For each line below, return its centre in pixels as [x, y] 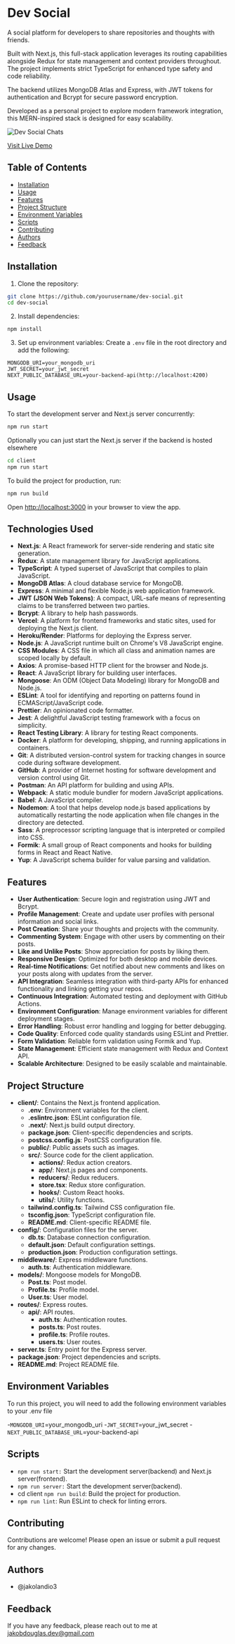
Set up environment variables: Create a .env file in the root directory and [122, 343]
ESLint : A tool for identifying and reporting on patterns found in [109, 695]
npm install [25, 329]
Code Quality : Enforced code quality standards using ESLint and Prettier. [123, 1034]
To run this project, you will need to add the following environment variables [117, 1403]
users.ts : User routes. [70, 1341]
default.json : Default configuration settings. [92, 1244]
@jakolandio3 [37, 1587]
